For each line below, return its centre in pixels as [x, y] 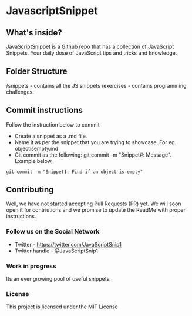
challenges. [20, 92]
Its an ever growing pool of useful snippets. [59, 279]
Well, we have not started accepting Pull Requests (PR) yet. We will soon [94, 204]
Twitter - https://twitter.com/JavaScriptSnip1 [68, 244]
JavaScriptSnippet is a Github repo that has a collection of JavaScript [90, 46]
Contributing [30, 190]
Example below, [33, 161]
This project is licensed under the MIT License [62, 307]
